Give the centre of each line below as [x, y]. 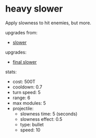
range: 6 [21, 98]
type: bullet [32, 124]
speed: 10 [30, 130]
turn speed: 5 [27, 92]
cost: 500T [24, 81]
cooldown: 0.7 [27, 87]
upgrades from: [21, 32]
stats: [11, 72]
